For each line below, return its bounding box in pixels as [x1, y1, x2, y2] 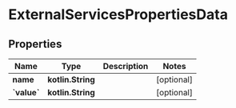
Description [102, 61, 149, 71]
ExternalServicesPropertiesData [8, 6, 228, 24]
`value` [12, 87, 40, 98]
